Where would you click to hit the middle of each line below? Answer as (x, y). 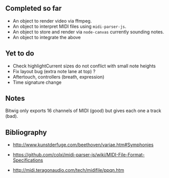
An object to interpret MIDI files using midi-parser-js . (69, 26)
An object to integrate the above (47, 37)
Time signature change (37, 82)
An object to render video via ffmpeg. (52, 21)
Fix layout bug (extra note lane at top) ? (54, 71)
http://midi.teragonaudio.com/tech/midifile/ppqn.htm (68, 170)
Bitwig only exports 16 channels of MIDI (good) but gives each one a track (83, 111)
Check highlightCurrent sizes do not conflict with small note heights (84, 66)
